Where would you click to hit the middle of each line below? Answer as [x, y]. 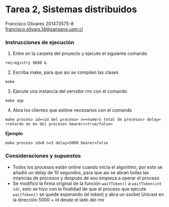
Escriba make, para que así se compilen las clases [66, 72]
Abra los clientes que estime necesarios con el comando [72, 110]
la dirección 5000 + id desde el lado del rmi [58, 200]
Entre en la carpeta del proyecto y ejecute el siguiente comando [80, 54]
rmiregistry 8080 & [26, 63]
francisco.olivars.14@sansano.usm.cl [44, 29]
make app [15, 101]
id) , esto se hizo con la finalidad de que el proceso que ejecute [79, 189]
